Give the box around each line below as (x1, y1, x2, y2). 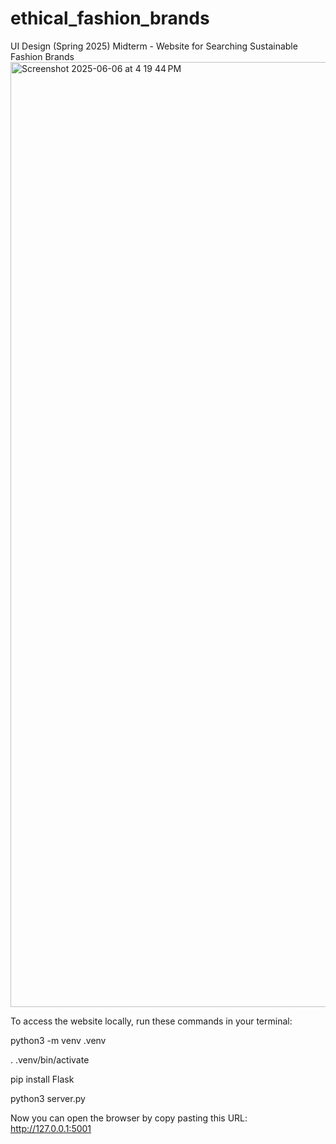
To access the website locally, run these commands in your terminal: (10, 1015, 293, 1027)
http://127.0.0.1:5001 (10, 1122, 92, 1134)
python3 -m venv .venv (10, 1034, 107, 1046)
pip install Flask (10, 1073, 75, 1085)
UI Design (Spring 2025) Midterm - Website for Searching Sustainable (10, 40, 298, 52)
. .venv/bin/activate (10, 1053, 90, 1066)
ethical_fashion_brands (10, 7, 210, 30)
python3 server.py (10, 1092, 86, 1104)
